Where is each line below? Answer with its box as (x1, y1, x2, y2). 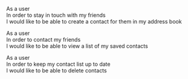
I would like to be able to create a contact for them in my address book (6, 18, 183, 25)
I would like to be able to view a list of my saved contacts (6, 42, 148, 49)
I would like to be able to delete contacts (6, 67, 107, 74)
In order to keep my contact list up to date (6, 60, 111, 68)
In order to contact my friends (6, 36, 81, 43)
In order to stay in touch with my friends (6, 11, 106, 19)
